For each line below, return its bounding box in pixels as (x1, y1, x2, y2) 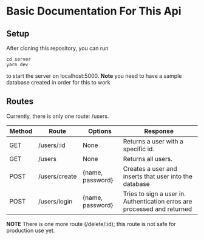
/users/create (38, 172, 77, 180)
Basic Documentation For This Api (6, 4, 182, 18)
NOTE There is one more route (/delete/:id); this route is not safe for (6, 220, 176, 227)
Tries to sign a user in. (123, 190, 186, 198)
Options (87, 126, 112, 135)
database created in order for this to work (6, 79, 110, 86)
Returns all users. (123, 154, 173, 163)
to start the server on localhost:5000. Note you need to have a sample (6, 72, 182, 80)
